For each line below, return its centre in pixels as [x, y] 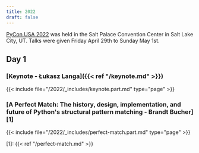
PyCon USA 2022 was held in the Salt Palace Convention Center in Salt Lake [100, 34]
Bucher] [181, 112]
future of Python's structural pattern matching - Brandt [87, 112]
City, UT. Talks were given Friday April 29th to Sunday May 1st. [83, 40]
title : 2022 [21, 12]
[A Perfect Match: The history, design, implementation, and [94, 105]
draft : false [22, 17]
